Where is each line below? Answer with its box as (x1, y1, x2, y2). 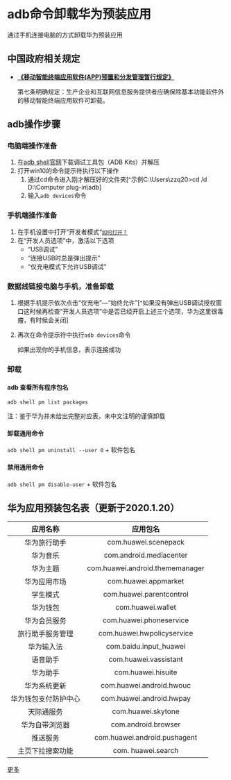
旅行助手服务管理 (17, 629, 74, 639)
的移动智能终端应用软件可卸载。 (17, 96, 109, 104)
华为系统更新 (24, 681, 67, 691)
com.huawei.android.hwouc (100, 681, 191, 690)
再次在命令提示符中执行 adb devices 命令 (17, 331, 131, 339)
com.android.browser (110, 720, 181, 729)
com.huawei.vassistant (108, 654, 184, 664)
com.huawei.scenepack (107, 538, 185, 547)
